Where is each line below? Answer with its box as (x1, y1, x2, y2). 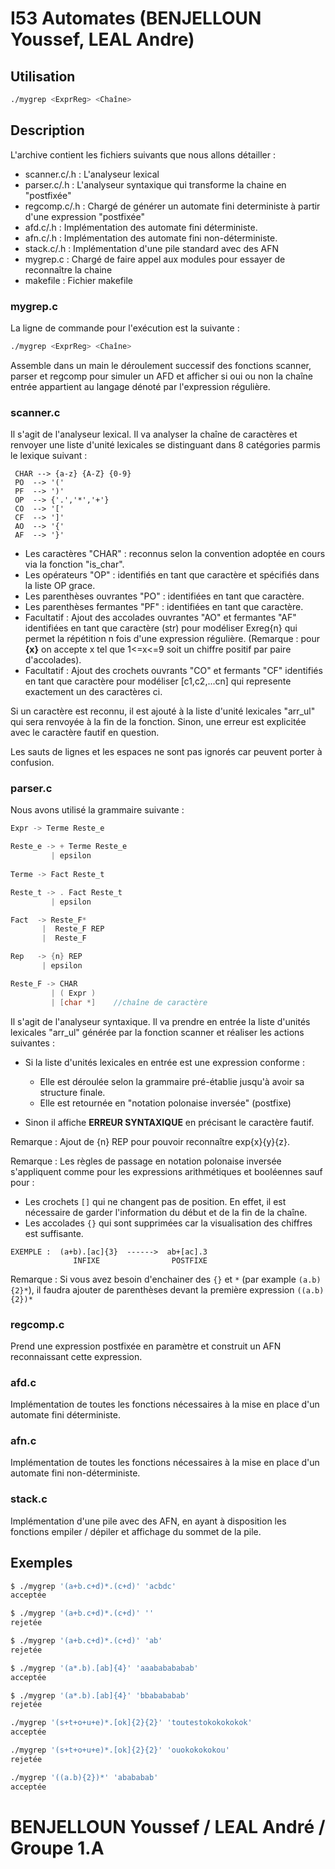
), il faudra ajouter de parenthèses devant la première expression (28, 1283, 295, 1296)
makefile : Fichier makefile (24, 274, 133, 286)
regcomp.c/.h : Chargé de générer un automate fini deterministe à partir (24, 200, 321, 212)
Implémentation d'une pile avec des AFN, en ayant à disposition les (10, 1515, 287, 1527)
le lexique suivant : (10, 450, 88, 462)
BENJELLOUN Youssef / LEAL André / (10, 1815, 326, 1838)
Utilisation (10, 68, 76, 85)
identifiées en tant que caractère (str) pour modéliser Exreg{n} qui (24, 622, 298, 634)
